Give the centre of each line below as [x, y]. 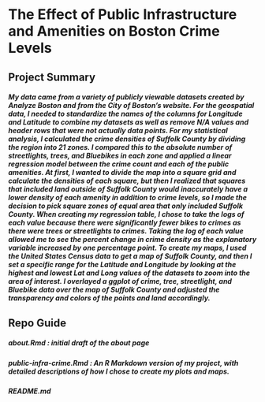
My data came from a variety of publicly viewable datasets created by [126, 97]
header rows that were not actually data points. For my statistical [118, 131]
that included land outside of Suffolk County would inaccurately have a [128, 189]
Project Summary [52, 77]
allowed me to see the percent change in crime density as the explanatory [132, 240]
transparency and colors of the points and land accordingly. [109, 298]
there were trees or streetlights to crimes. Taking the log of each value [126, 231]
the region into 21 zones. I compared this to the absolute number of [120, 147]
